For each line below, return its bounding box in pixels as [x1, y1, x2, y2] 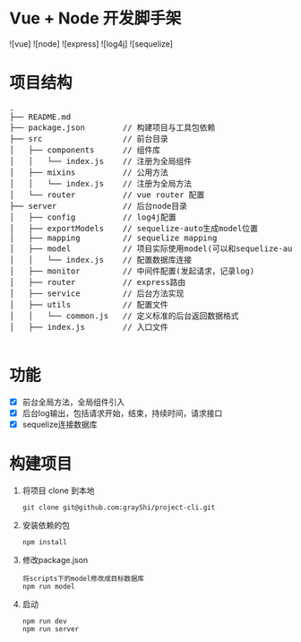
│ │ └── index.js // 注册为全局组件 [9, 156, 193, 166]
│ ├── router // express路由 [9, 277, 186, 287]
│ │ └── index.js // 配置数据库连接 [9, 255, 193, 265]
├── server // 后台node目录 [9, 201, 188, 211]
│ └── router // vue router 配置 [9, 189, 205, 200]
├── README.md [9, 111, 72, 122]
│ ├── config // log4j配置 [9, 212, 176, 222]
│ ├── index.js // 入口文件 [9, 322, 168, 332]
